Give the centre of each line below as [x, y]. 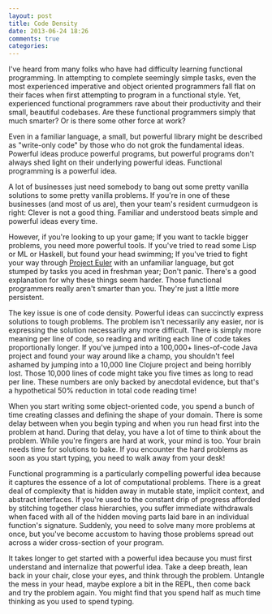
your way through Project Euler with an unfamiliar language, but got [121, 263]
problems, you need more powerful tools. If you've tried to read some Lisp [133, 246]
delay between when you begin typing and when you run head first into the [134, 423]
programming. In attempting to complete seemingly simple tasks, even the [132, 78]
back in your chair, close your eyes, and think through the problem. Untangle [136, 576]
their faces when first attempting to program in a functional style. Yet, [125, 95]
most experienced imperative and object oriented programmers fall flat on [132, 87]
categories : [28, 46]
